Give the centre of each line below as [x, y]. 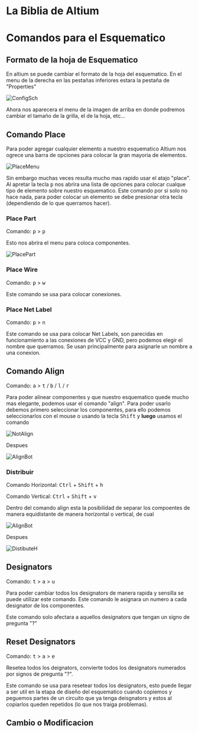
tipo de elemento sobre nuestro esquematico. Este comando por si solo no [97, 190]
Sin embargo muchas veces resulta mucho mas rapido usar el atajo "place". [98, 178]
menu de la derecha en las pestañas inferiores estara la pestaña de [88, 81]
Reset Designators [41, 642]
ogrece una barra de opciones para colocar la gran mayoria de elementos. [97, 155]
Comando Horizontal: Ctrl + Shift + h [55, 485]
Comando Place [36, 134]
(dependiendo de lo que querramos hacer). [59, 203]
